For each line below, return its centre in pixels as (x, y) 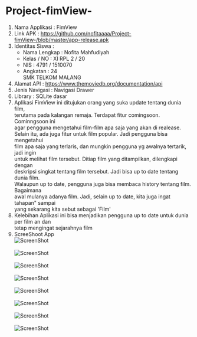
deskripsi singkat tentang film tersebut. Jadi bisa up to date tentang (96, 171)
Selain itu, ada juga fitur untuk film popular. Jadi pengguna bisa (91, 133)
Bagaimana (28, 190)
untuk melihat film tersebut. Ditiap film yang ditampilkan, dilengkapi (96, 159)
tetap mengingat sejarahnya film (53, 228)
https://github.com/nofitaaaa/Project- (86, 33)
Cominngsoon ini (35, 121)
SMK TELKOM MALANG (52, 77)
